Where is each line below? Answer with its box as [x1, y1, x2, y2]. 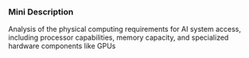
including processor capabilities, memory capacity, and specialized [8, 33, 229, 42]
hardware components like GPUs [8, 41, 116, 51]
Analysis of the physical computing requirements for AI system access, [8, 25, 241, 34]
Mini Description [8, 6, 74, 17]
